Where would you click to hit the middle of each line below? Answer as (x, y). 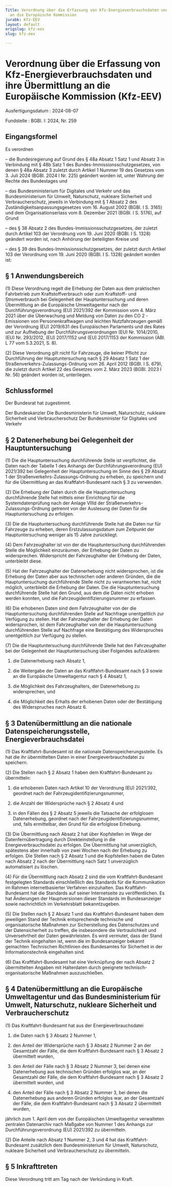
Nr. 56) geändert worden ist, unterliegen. (48, 375)
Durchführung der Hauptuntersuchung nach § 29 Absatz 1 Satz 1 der (78, 358)
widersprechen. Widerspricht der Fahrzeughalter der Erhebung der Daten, (83, 556)
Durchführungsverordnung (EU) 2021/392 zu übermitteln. (66, 1130)
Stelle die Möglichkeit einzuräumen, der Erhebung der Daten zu (72, 550)
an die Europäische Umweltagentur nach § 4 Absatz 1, (70, 676)
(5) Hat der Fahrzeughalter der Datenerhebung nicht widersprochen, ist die (84, 571)
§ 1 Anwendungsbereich (45, 276)
